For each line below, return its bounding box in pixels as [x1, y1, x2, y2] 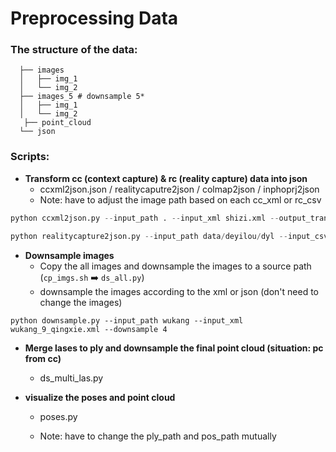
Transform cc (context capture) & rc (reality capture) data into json [24, 172, 308, 184]
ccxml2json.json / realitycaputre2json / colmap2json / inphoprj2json [39, 183, 320, 195]
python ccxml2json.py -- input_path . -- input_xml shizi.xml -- [10, 213, 280, 223]
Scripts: [10, 150, 50, 164]
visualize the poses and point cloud [24, 391, 176, 403]
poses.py [39, 410, 78, 422]
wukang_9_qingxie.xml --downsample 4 [10, 324, 168, 334]
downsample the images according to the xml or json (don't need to [39, 285, 320, 297]
